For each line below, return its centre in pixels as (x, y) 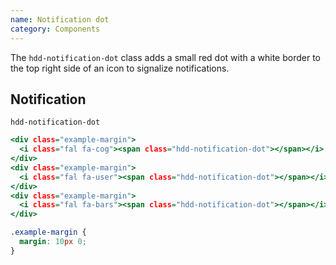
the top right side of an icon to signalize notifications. (120, 68)
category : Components (55, 29)
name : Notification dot (60, 19)
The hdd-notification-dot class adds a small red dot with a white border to (165, 57)
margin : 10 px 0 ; (53, 242)
